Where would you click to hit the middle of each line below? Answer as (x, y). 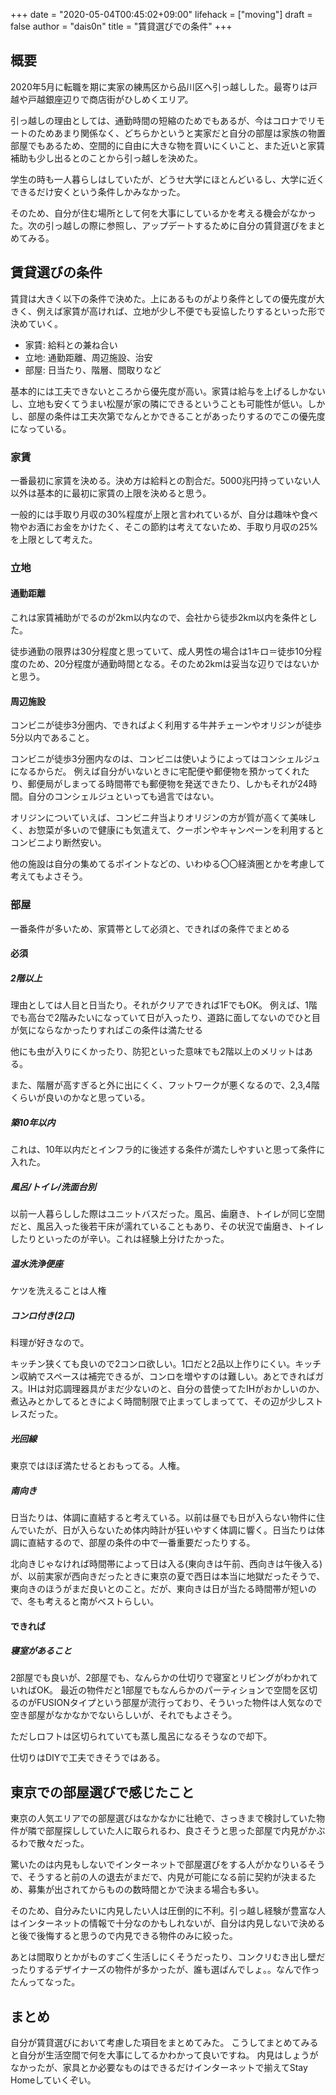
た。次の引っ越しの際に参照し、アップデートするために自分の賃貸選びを (159, 225)
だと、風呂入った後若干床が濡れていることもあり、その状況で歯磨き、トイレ (167, 1226)
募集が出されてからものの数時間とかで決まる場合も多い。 (146, 1890)
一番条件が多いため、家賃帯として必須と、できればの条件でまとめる (150, 928)
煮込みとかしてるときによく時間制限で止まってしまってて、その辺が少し (158, 1401)
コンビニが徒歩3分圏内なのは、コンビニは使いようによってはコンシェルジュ (165, 759)
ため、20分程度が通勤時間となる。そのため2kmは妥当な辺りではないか (173, 664)
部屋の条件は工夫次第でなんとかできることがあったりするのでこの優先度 (176, 416)
